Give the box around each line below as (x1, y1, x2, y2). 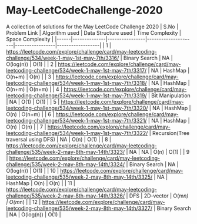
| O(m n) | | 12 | (6, 198, 41, 205)
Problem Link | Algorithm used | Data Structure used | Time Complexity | (6, 29, 181, 36)
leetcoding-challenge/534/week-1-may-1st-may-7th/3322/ (6, 129, 148, 136)
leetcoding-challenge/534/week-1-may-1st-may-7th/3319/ (6, 92, 147, 99)
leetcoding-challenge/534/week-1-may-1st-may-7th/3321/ (6, 117, 147, 124)
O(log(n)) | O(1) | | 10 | (6, 167, 59, 174)
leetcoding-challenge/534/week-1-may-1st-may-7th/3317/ (6, 67, 147, 74)
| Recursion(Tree (149, 129, 190, 136)
